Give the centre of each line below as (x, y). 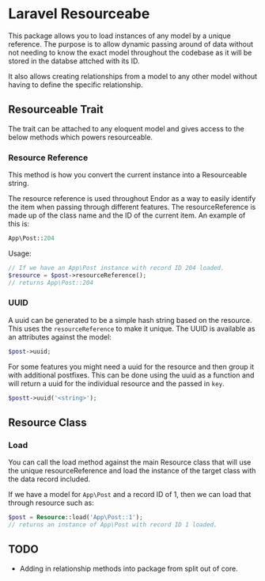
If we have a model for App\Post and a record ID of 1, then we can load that (130, 495)
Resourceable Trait (56, 110)
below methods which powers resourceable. (80, 137)
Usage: (20, 253)
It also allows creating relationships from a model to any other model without (133, 76)
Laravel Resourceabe (79, 14)
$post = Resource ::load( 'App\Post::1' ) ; (76, 518)
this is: (19, 224)
